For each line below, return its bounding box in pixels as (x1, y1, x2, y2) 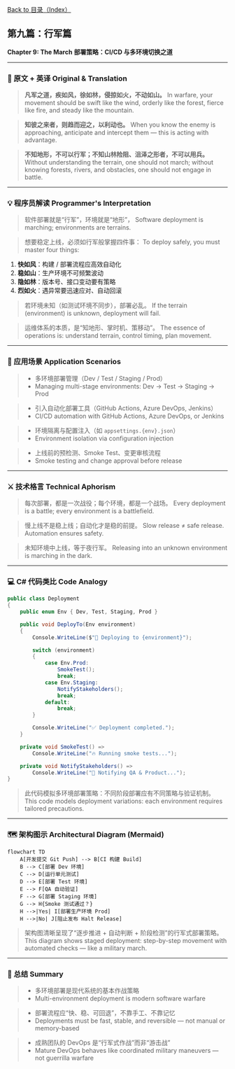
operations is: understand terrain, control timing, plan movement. (24, 331, 212, 340)
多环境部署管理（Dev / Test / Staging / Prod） (34, 374, 166, 382)
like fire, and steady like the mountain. (24, 106, 134, 115)
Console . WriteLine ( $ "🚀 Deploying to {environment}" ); (32, 634, 192, 641)
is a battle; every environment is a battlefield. (24, 507, 155, 515)
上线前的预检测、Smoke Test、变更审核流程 (34, 448, 161, 456)
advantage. (24, 136, 57, 144)
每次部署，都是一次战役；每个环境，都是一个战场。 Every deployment (24, 499, 226, 507)
